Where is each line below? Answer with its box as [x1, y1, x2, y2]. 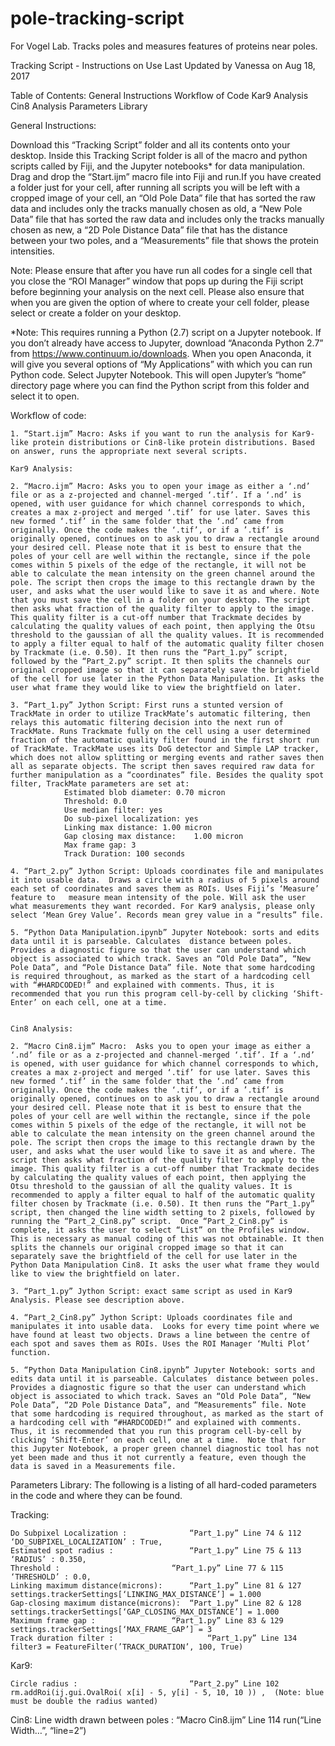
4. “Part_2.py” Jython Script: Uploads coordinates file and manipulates [10, 866, 325, 876]
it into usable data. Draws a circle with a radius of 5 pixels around [10, 875, 320, 885]
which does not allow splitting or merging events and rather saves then [10, 752, 325, 762]
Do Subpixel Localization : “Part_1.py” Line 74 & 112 [10, 1528, 302, 1538]
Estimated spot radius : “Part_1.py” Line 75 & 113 [10, 1545, 302, 1556]
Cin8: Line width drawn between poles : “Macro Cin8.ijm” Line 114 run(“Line [10, 1713, 322, 1726]
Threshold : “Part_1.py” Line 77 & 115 [10, 1563, 284, 1573]
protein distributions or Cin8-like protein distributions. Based [32, 437, 315, 447]
